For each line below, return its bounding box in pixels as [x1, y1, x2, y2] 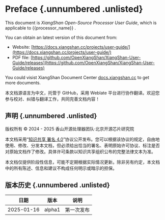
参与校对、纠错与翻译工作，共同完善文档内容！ [5, 96, 100, 102]
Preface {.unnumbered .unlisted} [5, 3, 143, 15]
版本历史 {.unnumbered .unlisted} [5, 181, 110, 189]
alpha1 [44, 206, 60, 213]
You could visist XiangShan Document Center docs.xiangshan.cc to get [5, 74, 150, 80]
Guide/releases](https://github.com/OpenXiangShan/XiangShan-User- [12, 60, 155, 65]
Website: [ [12, 44, 33, 50]
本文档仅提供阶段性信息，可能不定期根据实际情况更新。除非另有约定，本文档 [5, 159, 160, 165]
